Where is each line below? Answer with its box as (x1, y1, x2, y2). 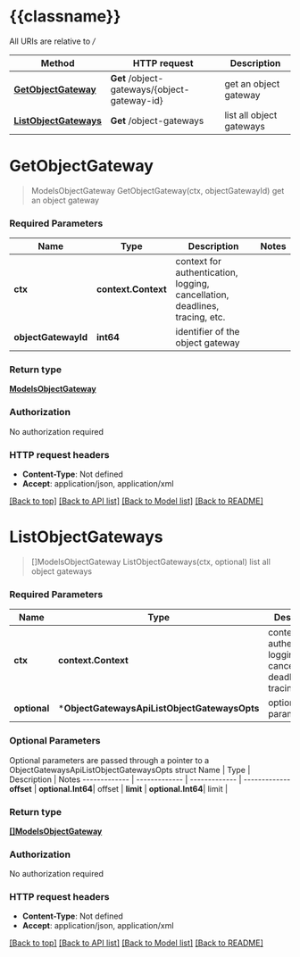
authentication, (175, 266, 238, 279)
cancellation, (175, 288, 229, 301)
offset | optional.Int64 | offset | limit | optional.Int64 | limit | (9, 783, 229, 794)
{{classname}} (9, 6, 121, 27)
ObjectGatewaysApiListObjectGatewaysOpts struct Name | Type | (9, 764, 251, 775)
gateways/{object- (110, 83, 190, 96)
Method (40, 56, 75, 69)
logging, (175, 278, 210, 290)
